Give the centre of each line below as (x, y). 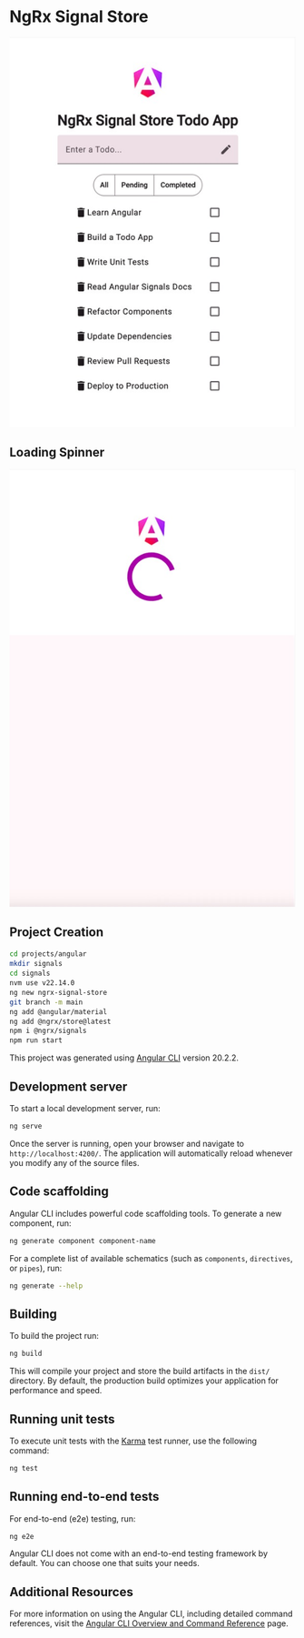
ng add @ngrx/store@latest (60, 1021)
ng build (26, 1354)
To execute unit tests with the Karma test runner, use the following (133, 1441)
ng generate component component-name (83, 1241)
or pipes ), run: (36, 1268)
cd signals (30, 974)
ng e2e (22, 1536)
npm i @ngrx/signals (49, 1031)
